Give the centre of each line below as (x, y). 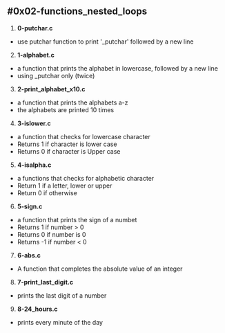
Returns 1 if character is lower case (67, 144)
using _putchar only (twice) (56, 75)
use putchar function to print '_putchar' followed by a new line (105, 42)
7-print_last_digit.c (45, 282)
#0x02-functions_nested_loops (77, 11)
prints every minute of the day (60, 322)
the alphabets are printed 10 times (66, 109)
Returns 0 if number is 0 (51, 234)
